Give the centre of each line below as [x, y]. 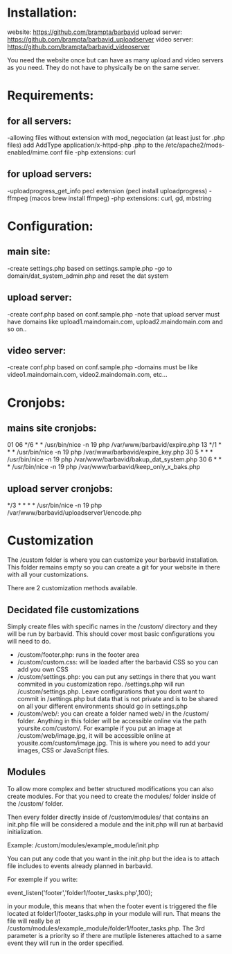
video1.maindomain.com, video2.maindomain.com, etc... [87, 375]
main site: [29, 252]
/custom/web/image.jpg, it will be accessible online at [94, 735]
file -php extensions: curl [100, 152]
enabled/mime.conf [35, 152]
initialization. [25, 831]
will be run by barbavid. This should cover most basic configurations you [111, 634]
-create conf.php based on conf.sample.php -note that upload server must [114, 314]
